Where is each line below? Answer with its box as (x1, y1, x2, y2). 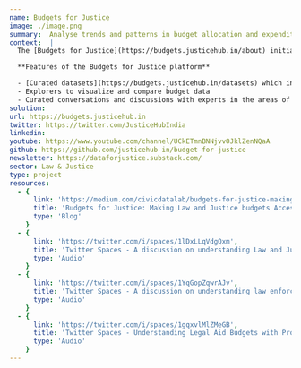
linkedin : (9, 129, 47, 138)
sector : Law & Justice (9, 162, 94, 171)
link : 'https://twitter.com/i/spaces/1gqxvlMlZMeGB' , (32, 320, 239, 329)
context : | (9, 38, 54, 47)
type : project (9, 170, 63, 179)
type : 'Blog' (32, 212, 82, 221)
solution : (9, 104, 47, 113)
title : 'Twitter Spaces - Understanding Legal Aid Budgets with (32, 329, 279, 338)
